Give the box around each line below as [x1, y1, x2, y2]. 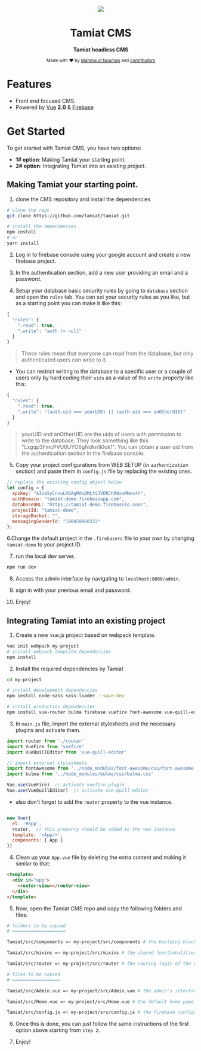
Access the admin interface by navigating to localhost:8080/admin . [15, 575, 181, 582]
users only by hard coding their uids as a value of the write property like [15, 374, 194, 381]
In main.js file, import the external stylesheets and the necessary [15, 720, 176, 727]
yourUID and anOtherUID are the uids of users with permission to [21, 431, 182, 438]
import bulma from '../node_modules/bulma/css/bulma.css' [7, 771, 154, 777]
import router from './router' [7, 738, 85, 744]
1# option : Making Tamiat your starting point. [15, 156, 126, 163]
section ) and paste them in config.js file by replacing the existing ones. [15, 467, 193, 475]
